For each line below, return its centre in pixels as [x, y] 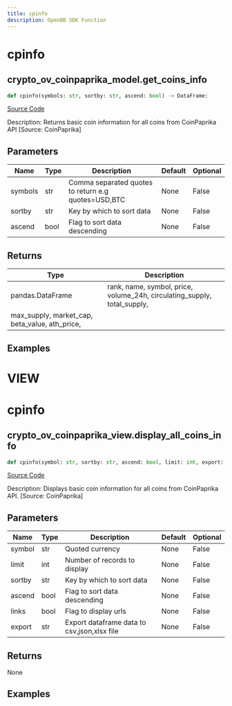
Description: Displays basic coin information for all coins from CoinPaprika [113, 489]
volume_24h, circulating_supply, [159, 295]
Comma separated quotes [111, 183]
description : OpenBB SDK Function [57, 20]
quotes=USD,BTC [97, 200]
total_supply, [127, 304]
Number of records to [100, 560]
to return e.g [89, 191]
